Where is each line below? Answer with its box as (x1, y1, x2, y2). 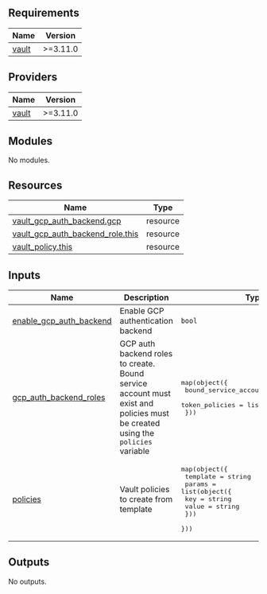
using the (119, 428, 155, 439)
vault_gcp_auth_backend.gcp (12, 215, 122, 227)
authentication (119, 316, 173, 327)
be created (119, 417, 161, 429)
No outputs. (8, 577, 47, 586)
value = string (184, 503, 240, 511)
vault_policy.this (12, 242, 73, 253)
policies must (119, 408, 169, 419)
